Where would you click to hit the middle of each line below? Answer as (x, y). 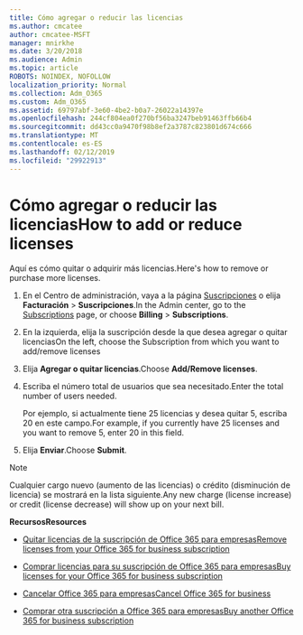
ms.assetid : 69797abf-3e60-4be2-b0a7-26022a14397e (106, 110)
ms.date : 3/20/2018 (46, 51)
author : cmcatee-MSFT (50, 34)
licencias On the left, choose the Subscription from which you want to (151, 342)
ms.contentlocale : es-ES (56, 144)
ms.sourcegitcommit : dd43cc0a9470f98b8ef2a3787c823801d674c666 (131, 127)
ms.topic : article (44, 69)
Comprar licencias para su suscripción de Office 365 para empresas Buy (156, 566)
